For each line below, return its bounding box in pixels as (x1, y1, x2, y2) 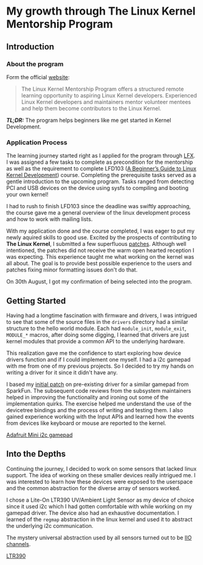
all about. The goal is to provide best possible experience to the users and (6, 260, 192, 267)
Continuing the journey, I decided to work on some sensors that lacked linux (6, 465, 197, 472)
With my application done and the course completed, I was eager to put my (6, 227, 195, 235)
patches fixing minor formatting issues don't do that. (6, 266, 138, 273)
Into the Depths (6, 449, 66, 459)
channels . (6, 540, 31, 547)
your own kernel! (6, 191, 49, 198)
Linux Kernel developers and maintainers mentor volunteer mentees (21, 98, 191, 105)
